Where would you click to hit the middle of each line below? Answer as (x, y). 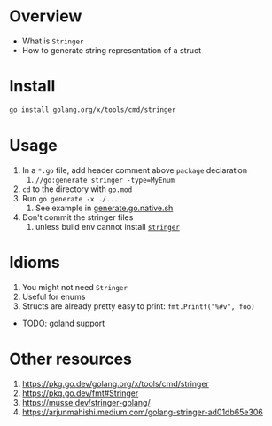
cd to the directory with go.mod (77, 189)
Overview (46, 16)
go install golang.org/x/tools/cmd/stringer (93, 110)
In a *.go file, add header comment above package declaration (135, 170)
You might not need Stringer (75, 287)
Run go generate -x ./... (70, 198)
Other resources (71, 359)
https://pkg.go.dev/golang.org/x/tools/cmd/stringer (116, 383)
